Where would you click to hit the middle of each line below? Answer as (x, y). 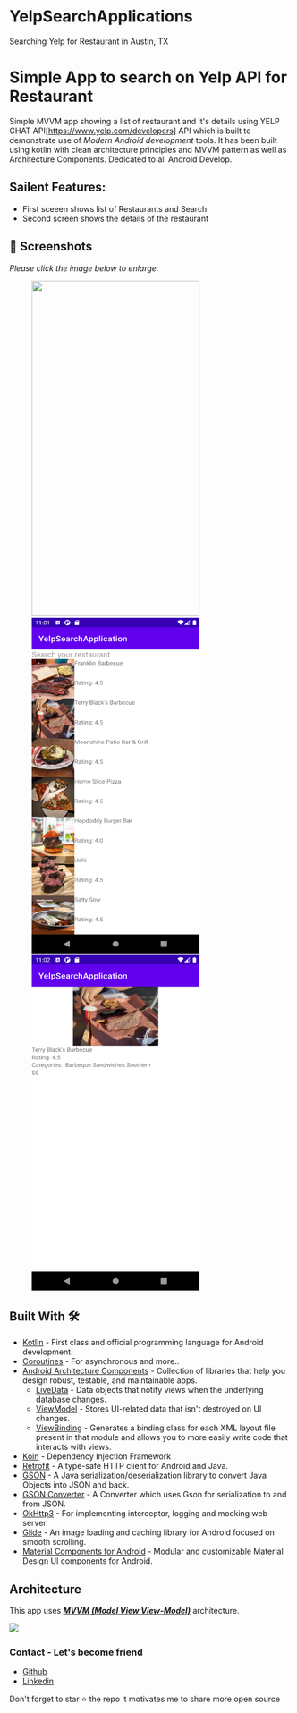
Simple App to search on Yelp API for (148, 77)
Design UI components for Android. (88, 1561)
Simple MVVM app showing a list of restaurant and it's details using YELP (144, 121)
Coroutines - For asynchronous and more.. (101, 1361)
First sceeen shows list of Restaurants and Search (115, 208)
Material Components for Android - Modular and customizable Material (153, 1552)
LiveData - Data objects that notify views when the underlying (149, 1390)
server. (35, 1523)
